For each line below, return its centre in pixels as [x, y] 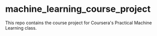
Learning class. [21, 28]
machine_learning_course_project [78, 9]
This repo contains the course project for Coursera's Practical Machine [78, 23]
